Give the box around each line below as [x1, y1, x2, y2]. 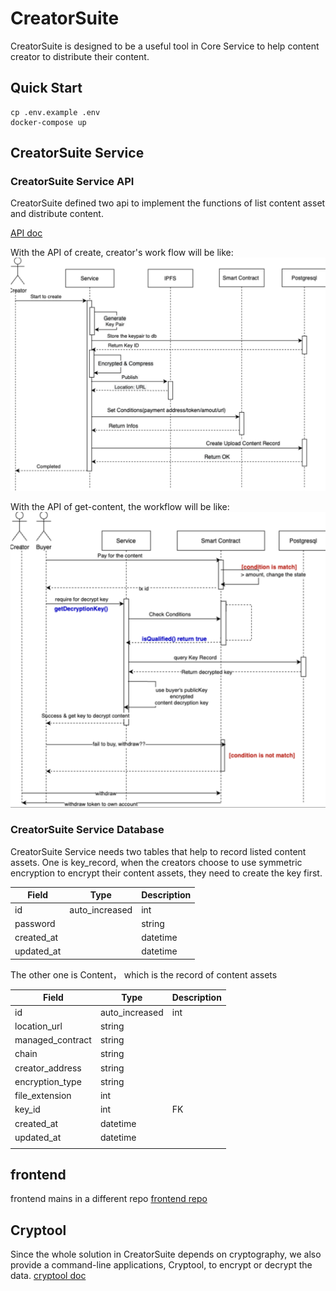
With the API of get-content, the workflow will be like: [10, 501, 230, 513]
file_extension [14, 1090, 72, 1102]
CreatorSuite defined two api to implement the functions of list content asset [10, 197, 326, 209]
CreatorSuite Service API [10, 175, 135, 189]
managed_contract [14, 1034, 92, 1046]
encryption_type [14, 1075, 82, 1087]
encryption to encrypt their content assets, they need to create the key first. [10, 867, 323, 879]
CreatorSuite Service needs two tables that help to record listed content [10, 845, 307, 857]
